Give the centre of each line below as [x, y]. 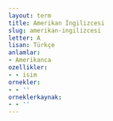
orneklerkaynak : [35, 97]
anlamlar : [25, 53]
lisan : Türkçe [32, 45]
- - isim [23, 75]
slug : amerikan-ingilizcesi [55, 30]
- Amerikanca [30, 60]
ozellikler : [28, 68]
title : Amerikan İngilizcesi [56, 23]
